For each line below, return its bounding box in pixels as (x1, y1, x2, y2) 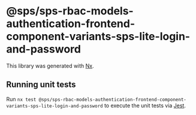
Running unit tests (6, 80, 76, 90)
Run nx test (6, 95, 37, 102)
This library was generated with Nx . (6, 62, 94, 69)
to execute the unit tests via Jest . (104, 102, 186, 109)
